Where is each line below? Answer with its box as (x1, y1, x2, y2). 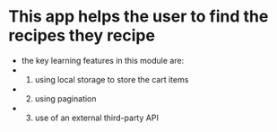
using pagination (34, 92, 97, 104)
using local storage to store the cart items (34, 74, 189, 84)
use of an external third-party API (34, 112, 159, 123)
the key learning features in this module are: (21, 55, 185, 66)
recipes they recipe (8, 25, 156, 46)
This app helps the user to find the (8, 6, 269, 27)
